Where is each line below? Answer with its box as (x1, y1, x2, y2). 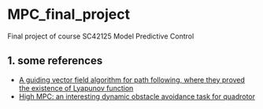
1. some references (7, 54, 103, 67)
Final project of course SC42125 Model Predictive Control (7, 31, 194, 41)
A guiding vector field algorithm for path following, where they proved (18, 74, 246, 84)
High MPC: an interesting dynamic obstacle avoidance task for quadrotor (18, 92, 256, 101)
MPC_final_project (7, 5, 131, 24)
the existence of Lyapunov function (18, 83, 134, 93)
